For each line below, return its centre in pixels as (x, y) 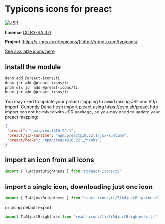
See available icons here (30, 51)
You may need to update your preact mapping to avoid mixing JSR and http (81, 102)
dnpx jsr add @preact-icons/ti (37, 83)
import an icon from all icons (50, 160)
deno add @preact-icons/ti (33, 78)
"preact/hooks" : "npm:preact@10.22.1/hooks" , (55, 140)
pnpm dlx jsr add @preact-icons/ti (41, 87)
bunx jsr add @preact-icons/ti (37, 92)
